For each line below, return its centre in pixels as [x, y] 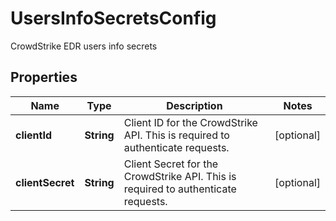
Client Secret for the [171, 164]
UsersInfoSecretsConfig [113, 18]
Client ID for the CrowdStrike [190, 122]
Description [194, 105]
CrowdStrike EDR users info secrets [84, 46]
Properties [44, 77]
